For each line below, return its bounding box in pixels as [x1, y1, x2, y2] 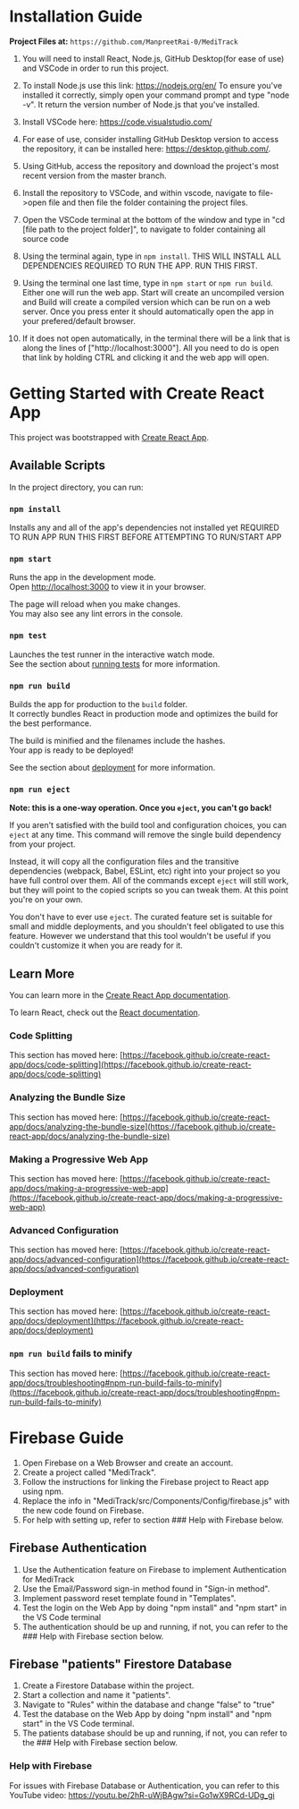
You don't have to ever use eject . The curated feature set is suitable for [9, 911, 273, 923]
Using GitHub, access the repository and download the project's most [21, 160, 279, 171]
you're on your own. [9, 894, 83, 905]
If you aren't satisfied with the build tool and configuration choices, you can [9, 820, 287, 831]
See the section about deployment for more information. [9, 762, 216, 772]
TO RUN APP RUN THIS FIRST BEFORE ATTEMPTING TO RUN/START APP [9, 531, 283, 542]
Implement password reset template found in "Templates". [21, 1592, 237, 1603]
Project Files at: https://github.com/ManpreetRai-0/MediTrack [9, 36, 238, 47]
